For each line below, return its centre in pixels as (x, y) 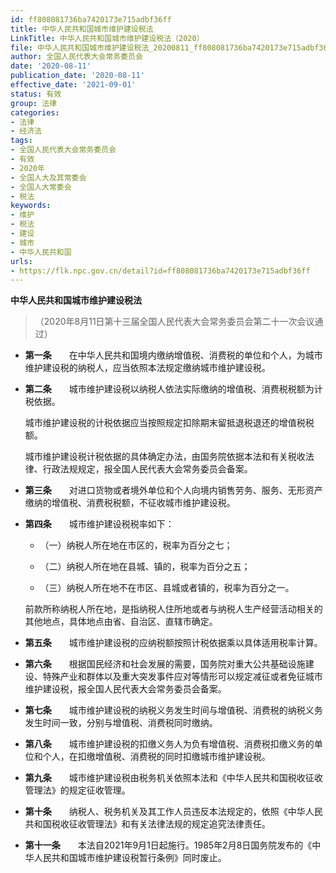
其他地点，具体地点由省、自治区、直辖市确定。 (121, 622)
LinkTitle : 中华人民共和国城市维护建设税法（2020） (107, 38)
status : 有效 (36, 94)
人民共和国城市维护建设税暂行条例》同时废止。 (130, 858)
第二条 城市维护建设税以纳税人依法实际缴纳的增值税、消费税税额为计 (173, 389)
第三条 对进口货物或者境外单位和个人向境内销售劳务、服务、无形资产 (173, 490)
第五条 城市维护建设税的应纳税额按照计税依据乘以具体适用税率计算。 (173, 643)
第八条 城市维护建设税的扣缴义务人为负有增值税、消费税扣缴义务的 (169, 744)
